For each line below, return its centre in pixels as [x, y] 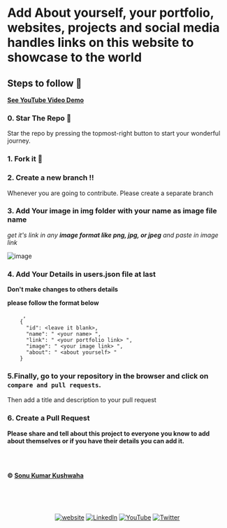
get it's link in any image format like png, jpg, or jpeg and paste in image [113, 235]
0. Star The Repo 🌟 [39, 118]
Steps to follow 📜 [45, 83]
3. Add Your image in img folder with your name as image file [112, 211]
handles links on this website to [101, 43]
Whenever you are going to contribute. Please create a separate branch [110, 193]
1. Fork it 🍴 [25, 159]
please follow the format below [53, 303]
